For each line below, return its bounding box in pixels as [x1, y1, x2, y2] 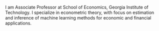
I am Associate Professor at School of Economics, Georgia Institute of [5, 4, 149, 10]
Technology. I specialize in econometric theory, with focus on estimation [5, 9, 154, 15]
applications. [5, 20, 31, 26]
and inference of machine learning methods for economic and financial [5, 15, 151, 20]
